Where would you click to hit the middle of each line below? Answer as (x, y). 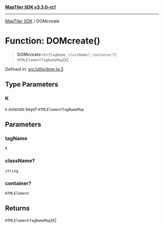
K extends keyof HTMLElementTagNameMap (45, 109)
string (12, 171)
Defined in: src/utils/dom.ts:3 (34, 69)
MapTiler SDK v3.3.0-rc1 (31, 7)
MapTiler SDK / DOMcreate (32, 21)
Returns (18, 208)
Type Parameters (32, 84)
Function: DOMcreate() (53, 41)
